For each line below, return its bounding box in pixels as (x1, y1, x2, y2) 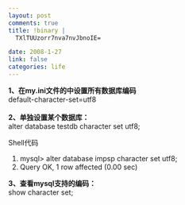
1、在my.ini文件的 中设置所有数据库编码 (8, 85, 137, 95)
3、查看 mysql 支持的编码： (8, 178, 97, 188)
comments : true (8, 19, 59, 27)
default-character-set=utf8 (8, 95, 97, 104)
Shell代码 (8, 137, 39, 147)
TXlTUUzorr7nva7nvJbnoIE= (15, 33, 102, 42)
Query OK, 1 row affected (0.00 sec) (19, 162, 138, 172)
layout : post (8, 11, 52, 20)
